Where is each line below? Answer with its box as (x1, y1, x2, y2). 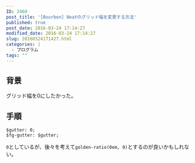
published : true (6, 19, 46, 25)
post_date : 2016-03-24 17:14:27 (6, 25, 85, 31)
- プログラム (11, 47, 39, 53)
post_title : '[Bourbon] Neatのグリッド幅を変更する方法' (6, 14, 137, 20)
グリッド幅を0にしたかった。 (6, 92, 76, 99)
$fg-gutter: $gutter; (6, 132, 59, 138)
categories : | (6, 42, 41, 48)
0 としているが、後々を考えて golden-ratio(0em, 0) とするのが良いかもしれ (6, 144, 184, 151)
